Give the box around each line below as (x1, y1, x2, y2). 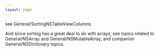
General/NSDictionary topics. (5, 41, 65, 47)
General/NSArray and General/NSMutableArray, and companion (5, 36, 135, 42)
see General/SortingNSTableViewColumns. (5, 21, 92, 27)
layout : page (5, 7, 32, 12)
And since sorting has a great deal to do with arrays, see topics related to (5, 30, 155, 36)
